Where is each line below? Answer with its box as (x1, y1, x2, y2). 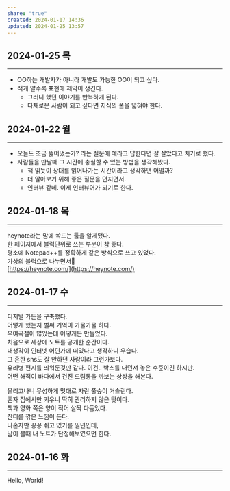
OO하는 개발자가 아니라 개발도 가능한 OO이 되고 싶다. (16, 76, 159, 84)
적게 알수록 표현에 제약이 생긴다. (16, 84, 103, 92)
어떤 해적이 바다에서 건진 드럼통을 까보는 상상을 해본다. (7, 372, 153, 380)
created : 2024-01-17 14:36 (7, 16, 84, 23)
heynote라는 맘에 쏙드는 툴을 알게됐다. (7, 231, 111, 240)
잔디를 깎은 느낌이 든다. (7, 412, 70, 420)
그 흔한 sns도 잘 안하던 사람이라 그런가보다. (7, 355, 123, 363)
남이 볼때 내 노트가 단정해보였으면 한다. (7, 429, 112, 438)
